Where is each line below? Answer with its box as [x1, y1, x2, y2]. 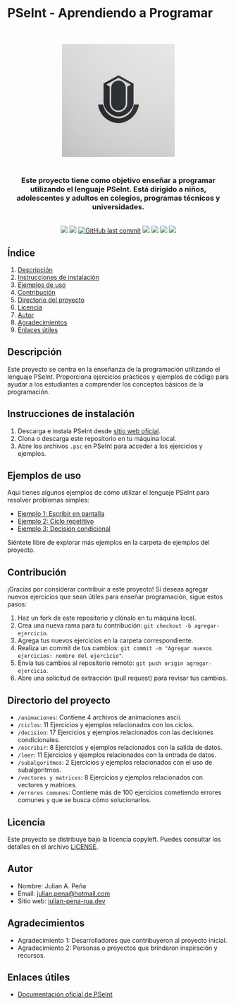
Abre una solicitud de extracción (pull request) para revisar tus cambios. [17, 674, 228, 683]
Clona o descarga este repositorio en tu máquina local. [17, 434, 177, 442]
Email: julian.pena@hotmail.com [17, 889, 111, 898]
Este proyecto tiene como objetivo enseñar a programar [20, 175, 216, 185]
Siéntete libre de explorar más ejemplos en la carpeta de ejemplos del [7, 539, 210, 547]
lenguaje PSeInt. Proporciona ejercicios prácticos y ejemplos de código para [7, 372, 229, 381]
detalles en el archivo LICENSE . [7, 842, 99, 851]
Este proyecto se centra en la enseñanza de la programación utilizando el [7, 365, 221, 373]
